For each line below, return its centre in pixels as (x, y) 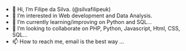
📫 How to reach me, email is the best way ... (68, 41)
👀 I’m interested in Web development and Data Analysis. (82, 16)
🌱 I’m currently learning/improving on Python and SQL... (82, 22)
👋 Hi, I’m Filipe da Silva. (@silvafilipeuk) (61, 9)
